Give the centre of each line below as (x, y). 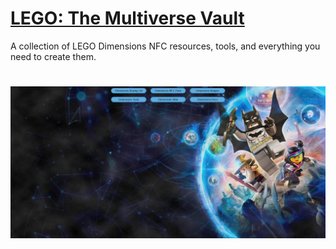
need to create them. (53, 56)
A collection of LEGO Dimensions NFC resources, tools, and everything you (165, 46)
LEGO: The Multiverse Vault (127, 18)
